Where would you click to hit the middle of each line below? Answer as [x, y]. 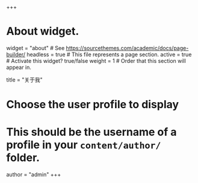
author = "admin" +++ [34, 175]
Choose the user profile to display [93, 105]
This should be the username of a [91, 132]
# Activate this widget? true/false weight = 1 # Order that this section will [96, 60]
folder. [23, 158]
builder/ [16, 54]
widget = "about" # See [36, 48]
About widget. [43, 31]
